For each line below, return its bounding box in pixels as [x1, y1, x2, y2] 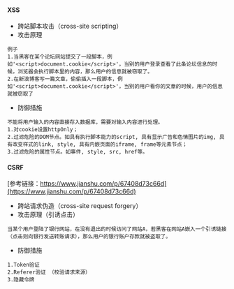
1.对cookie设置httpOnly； [7, 126, 79, 133]
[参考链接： [7, 179, 41, 188]
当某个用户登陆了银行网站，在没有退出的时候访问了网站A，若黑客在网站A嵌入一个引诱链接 [7, 225, 227, 233]
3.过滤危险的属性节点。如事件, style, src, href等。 [7, 149, 148, 156]
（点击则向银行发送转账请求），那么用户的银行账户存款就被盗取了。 [7, 233, 171, 240]
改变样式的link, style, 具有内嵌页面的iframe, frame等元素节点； [12, 141, 188, 148]
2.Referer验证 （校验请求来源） [7, 269, 91, 276]
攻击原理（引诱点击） [17, 210, 79, 219]
